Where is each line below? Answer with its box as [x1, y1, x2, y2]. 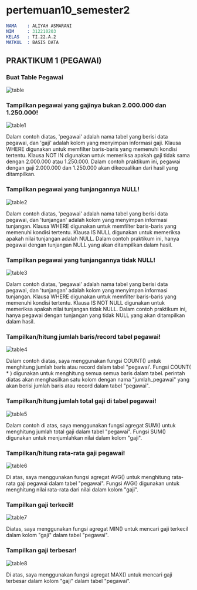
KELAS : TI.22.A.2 [6, 33, 57, 40]
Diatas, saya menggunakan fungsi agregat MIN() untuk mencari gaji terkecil [6, 525, 189, 532]
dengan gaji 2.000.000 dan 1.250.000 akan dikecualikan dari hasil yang [6, 164, 178, 171]
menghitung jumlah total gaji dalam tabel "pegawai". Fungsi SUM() [6, 428, 166, 435]
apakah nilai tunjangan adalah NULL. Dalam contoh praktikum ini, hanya [6, 235, 179, 242]
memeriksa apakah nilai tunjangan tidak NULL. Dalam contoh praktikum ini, [6, 306, 187, 313]
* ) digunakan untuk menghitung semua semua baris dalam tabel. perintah [6, 370, 185, 377]
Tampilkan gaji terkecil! [6, 500, 74, 508]
